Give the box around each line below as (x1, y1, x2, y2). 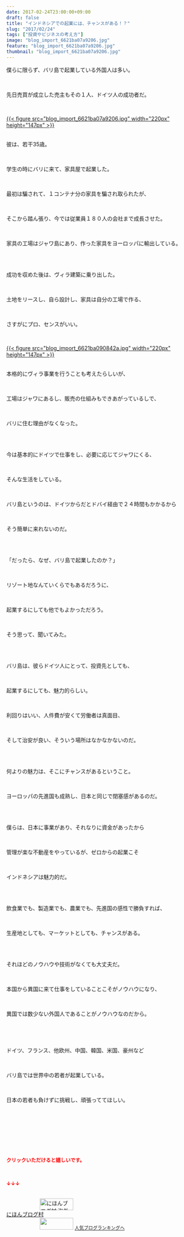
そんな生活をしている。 (6, 475, 65, 482)
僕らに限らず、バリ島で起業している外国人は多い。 (6, 66, 134, 73)
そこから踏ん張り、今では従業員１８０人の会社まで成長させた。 (6, 215, 166, 222)
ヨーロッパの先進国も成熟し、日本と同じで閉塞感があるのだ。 (6, 792, 161, 800)
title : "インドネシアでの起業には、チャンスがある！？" (6, 20, 131, 26)
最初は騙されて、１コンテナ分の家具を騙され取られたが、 (6, 190, 150, 197)
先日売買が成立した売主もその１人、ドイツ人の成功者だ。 (6, 91, 150, 98)
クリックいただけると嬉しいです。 (6, 1156, 85, 1163)
